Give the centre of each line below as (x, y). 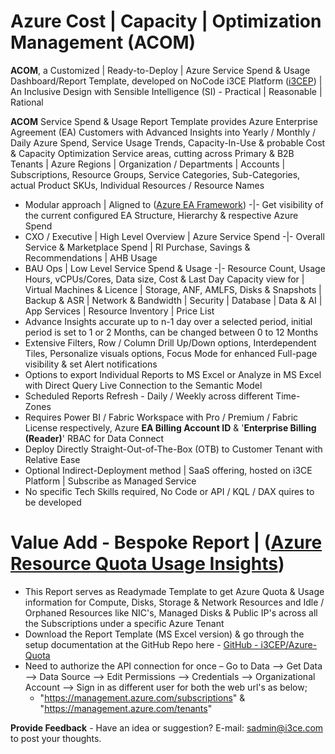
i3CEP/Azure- (289, 644)
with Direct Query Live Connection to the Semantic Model (143, 385)
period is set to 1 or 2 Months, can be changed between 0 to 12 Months (171, 332)
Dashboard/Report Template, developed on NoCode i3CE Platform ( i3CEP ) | (166, 81)
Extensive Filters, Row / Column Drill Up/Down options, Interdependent (170, 342)
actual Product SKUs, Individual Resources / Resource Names (137, 185)
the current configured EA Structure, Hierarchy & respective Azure (161, 215)
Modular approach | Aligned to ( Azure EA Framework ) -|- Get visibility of (174, 204)
